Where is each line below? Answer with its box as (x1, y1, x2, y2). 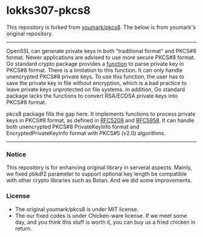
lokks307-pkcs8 (6, 4, 91, 17)
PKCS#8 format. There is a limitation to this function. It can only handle (6, 66, 183, 74)
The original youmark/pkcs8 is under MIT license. (14, 206, 139, 213)
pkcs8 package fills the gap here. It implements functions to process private (6, 110, 196, 118)
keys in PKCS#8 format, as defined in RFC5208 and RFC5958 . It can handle (6, 116, 195, 124)
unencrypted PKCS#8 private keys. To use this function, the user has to (6, 73, 184, 80)
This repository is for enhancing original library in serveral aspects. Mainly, (6, 164, 192, 171)
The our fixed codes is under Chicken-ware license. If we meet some (14, 212, 187, 219)
